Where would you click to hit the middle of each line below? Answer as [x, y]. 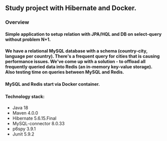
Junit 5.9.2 [23, 134]
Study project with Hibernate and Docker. [71, 8]
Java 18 [20, 107]
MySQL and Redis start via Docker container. [53, 84]
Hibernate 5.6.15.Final [34, 118]
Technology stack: [25, 97]
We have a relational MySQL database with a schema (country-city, [77, 51]
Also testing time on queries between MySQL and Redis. [65, 72]
